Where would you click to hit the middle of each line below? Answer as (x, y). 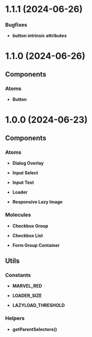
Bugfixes (16, 25)
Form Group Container (36, 245)
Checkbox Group (30, 225)
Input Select (25, 173)
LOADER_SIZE (27, 295)
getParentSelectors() (35, 329)
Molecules (18, 215)
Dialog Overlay (28, 163)
